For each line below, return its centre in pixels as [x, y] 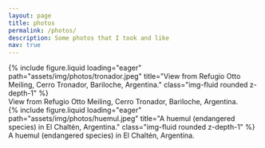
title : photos [32, 23]
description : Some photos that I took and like [89, 38]
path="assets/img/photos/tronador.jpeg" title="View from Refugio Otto [125, 76]
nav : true [25, 45]
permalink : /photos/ [43, 30]
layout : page [30, 16]
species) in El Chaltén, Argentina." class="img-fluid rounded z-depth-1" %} [132, 127]
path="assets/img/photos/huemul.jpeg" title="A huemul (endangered [122, 119]
